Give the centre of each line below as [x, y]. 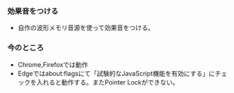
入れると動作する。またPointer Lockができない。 [108, 82]
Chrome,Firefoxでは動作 [53, 64]
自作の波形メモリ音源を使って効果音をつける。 [86, 28]
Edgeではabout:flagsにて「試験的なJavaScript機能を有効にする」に [116, 73]
